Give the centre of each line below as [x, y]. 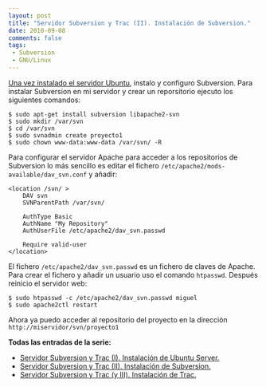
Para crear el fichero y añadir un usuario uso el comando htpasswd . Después [133, 274]
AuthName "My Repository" [66, 223]
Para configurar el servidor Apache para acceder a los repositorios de [123, 157]
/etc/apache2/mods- [193, 166]
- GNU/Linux [31, 61]
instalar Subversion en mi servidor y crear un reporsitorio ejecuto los [121, 91]
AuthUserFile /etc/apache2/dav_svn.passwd [94, 231]
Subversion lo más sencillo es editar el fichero [84, 165]
